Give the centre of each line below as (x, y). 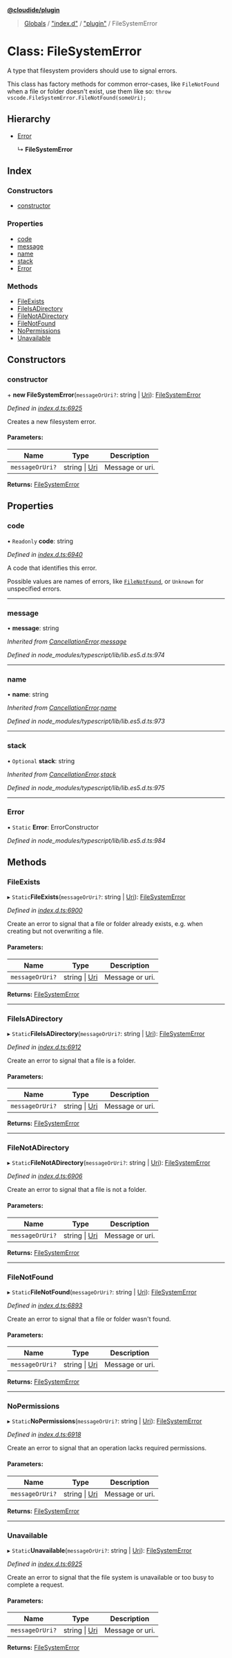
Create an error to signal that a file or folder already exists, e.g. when (105, 924)
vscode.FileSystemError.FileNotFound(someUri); (77, 98)
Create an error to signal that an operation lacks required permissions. (107, 1448)
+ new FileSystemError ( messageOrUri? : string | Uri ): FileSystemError (104, 395)
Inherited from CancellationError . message (67, 641)
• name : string (28, 695)
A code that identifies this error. (52, 568)
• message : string (33, 628)
